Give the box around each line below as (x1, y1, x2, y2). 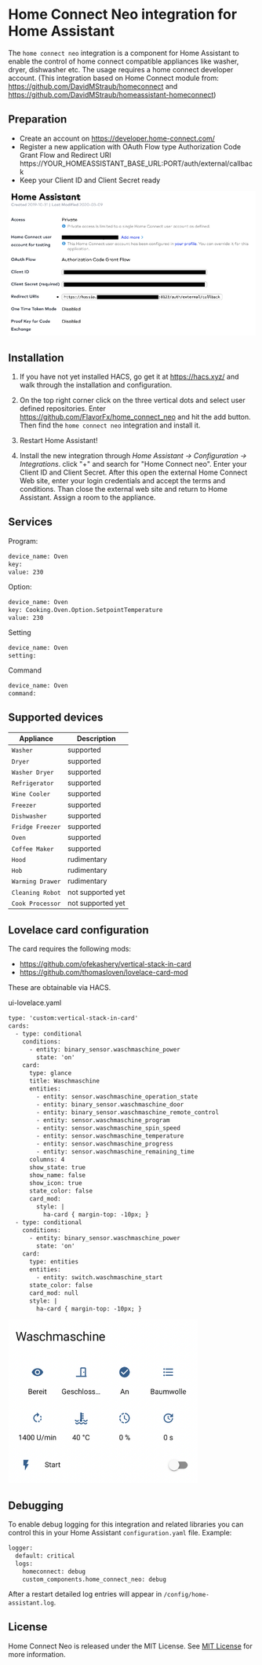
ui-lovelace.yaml (8, 998, 62, 1007)
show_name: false (28, 1172, 86, 1179)
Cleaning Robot (11, 889, 61, 897)
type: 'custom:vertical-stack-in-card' (8, 1014, 139, 1022)
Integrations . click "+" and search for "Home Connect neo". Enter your (19, 459, 247, 468)
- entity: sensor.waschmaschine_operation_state (36, 1093, 198, 1101)
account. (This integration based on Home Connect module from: (8, 73, 220, 83)
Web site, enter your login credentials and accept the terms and (19, 475, 226, 485)
